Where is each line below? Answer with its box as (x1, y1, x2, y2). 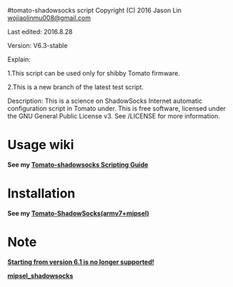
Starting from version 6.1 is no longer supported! (7, 257, 155, 266)
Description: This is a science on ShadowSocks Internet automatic (7, 96, 202, 105)
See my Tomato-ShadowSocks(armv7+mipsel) (7, 208, 150, 217)
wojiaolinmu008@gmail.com (7, 14, 91, 22)
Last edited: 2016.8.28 (7, 28, 73, 36)
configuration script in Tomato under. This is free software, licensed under (7, 104, 227, 113)
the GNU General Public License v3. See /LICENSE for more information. (7, 112, 220, 120)
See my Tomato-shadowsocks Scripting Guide (7, 160, 149, 168)
